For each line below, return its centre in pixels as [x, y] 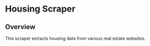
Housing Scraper [40, 9]
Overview [20, 27]
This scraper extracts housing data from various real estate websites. [75, 38]
